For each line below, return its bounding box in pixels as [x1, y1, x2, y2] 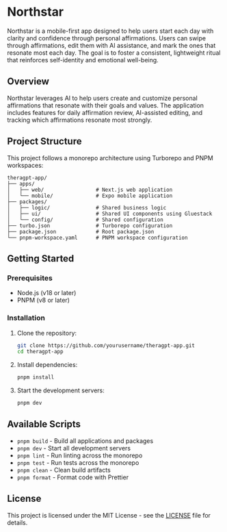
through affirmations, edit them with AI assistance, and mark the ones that [7, 41, 216, 49]
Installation [7, 313, 46, 322]
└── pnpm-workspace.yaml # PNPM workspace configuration [7, 234, 188, 241]
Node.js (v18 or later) [16, 289, 77, 297]
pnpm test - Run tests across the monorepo [16, 458, 139, 466]
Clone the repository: [16, 329, 77, 337]
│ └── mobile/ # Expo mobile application [7, 192, 173, 199]
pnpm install [16, 374, 55, 381]
